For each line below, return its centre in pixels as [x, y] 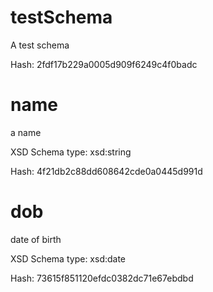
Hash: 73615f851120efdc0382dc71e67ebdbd [102, 278]
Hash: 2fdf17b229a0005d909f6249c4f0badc [104, 64]
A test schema [40, 45]
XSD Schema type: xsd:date [68, 258]
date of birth [36, 239]
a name [26, 132]
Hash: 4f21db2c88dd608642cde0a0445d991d [106, 171]
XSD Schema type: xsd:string [71, 152]
